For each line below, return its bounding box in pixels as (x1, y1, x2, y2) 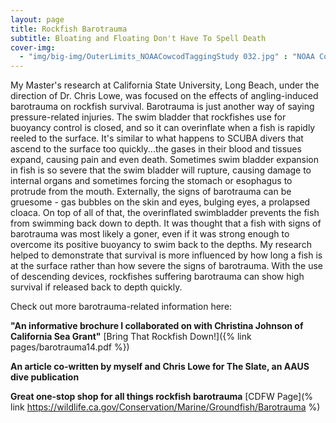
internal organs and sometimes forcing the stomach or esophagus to (10, 175, 293, 187)
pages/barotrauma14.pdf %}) (10, 341, 130, 353)
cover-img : (10, 42, 56, 53)
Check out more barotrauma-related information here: (10, 301, 233, 313)
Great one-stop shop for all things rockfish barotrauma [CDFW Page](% (10, 391, 314, 403)
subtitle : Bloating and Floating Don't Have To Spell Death (10, 33, 267, 43)
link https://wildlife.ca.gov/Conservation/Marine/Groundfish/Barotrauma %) (10, 401, 321, 413)
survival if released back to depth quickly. (10, 281, 183, 293)
